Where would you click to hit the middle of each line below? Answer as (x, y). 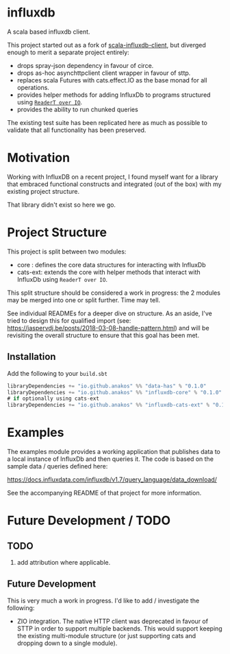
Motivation (39, 158)
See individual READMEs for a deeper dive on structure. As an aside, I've (110, 313)
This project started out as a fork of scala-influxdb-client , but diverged (107, 45)
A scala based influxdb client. (49, 32)
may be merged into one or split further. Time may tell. (84, 300)
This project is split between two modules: (67, 251)
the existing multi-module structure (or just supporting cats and (106, 635)
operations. (33, 87)
